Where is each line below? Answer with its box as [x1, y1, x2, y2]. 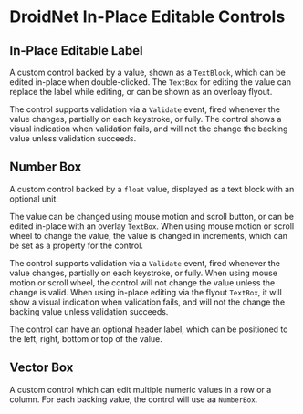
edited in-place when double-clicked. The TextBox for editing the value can [9, 77, 292, 88]
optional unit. [9, 193, 59, 204]
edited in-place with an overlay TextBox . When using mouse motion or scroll [9, 221, 295, 232]
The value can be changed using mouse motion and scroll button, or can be [9, 211, 295, 222]
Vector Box [9, 360, 74, 376]
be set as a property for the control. [9, 240, 144, 251]
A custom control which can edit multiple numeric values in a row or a [9, 384, 272, 395]
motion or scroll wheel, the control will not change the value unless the [9, 276, 276, 288]
